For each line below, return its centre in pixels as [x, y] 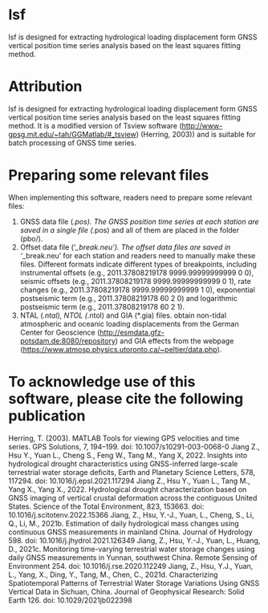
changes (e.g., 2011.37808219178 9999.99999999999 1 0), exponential [137, 290]
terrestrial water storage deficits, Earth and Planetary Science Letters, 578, [132, 472]
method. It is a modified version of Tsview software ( [95, 125]
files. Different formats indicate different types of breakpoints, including [138, 264]
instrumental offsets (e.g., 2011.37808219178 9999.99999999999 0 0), [137, 272]
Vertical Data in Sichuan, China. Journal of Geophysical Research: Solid [126, 591]
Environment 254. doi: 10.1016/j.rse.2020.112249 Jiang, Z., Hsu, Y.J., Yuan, [131, 566]
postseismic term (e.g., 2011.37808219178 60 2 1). [102, 306]
